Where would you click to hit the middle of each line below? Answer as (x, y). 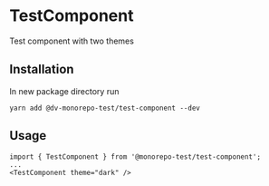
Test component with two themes (72, 41)
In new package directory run (64, 91)
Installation (42, 69)
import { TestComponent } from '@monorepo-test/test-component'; (135, 157)
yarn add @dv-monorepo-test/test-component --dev (105, 108)
